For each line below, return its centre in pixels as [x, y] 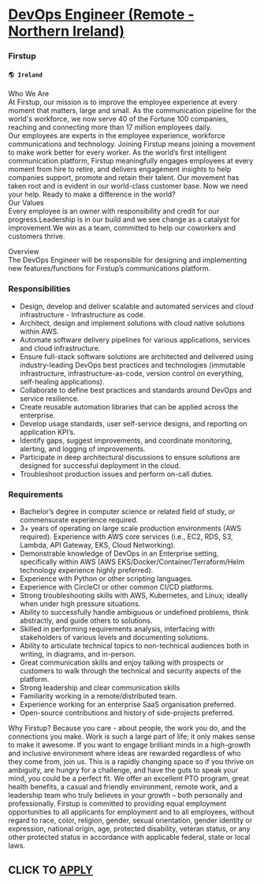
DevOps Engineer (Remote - [101, 15]
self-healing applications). [62, 381]
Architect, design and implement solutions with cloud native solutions [132, 323]
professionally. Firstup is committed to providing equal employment [117, 803]
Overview [24, 252]
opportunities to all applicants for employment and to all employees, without [131, 811]
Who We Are [29, 94]
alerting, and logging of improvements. [82, 448]
